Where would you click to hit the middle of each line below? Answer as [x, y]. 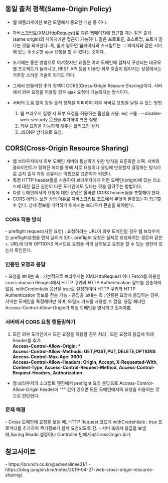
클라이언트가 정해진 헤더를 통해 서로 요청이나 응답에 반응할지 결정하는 [80, 167]
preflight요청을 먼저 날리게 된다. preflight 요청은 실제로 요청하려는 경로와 [82, 237]
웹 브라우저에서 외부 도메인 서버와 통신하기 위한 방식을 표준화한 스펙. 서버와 [86, 161]
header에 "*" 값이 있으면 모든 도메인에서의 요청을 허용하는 [97, 389]
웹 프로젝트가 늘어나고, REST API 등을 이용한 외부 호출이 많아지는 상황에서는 [87, 68]
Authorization [67, 373]
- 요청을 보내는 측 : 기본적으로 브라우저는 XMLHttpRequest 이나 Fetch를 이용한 [83, 276]
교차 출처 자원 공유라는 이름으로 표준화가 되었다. [65, 174]
